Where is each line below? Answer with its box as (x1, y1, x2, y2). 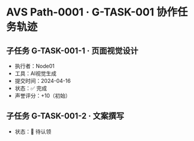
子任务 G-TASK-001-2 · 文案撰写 (6, 111, 125, 121)
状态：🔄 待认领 (14, 128, 52, 135)
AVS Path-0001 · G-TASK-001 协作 (6, 5, 178, 19)
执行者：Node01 (14, 63, 55, 69)
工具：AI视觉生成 (14, 70, 57, 77)
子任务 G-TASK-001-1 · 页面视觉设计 (6, 46, 138, 56)
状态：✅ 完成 (14, 85, 47, 92)
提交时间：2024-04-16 (14, 78, 71, 84)
